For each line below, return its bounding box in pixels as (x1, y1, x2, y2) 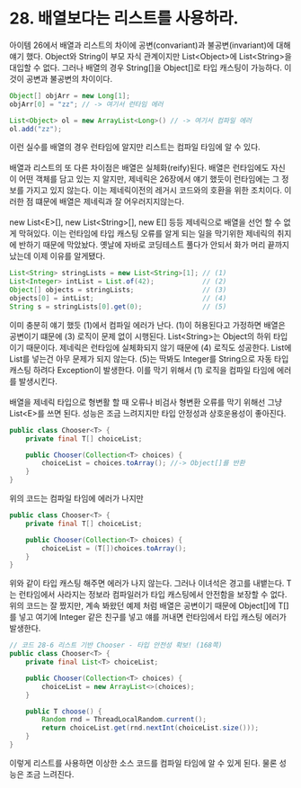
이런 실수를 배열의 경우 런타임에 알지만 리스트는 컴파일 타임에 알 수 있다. (9, 141, 261, 153)
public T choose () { (25, 707, 102, 716)
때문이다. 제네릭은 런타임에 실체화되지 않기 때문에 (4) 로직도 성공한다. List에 (25, 342, 292, 353)
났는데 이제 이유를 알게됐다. (9, 251, 106, 262)
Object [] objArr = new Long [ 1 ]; (9, 91, 130, 100)
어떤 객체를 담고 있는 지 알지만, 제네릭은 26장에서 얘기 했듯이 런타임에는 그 (18, 174, 280, 184)
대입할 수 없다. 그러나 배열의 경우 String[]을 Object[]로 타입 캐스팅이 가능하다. (9, 62, 283, 73)
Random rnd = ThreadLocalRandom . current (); (41, 715, 207, 724)
